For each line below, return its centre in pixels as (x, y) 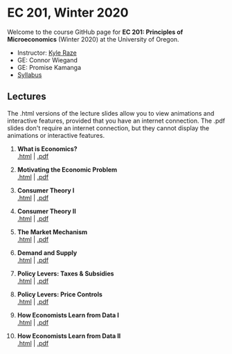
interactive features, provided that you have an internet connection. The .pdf (116, 121)
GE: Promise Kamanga (49, 67)
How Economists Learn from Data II (69, 336)
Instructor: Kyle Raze (47, 53)
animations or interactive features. (56, 135)
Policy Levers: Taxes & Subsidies (65, 273)
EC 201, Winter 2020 (68, 13)
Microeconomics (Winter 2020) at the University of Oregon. (93, 39)
